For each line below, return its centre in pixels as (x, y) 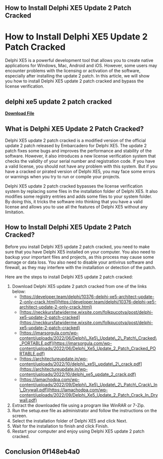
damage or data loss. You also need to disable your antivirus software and (79, 262)
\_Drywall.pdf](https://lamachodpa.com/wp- (64, 390)
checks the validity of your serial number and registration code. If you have (80, 161)
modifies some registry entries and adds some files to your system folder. (79, 196)
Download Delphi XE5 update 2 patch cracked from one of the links (79, 286)
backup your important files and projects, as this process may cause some (80, 257)
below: (19, 291)
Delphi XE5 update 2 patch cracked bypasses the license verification (74, 186)
